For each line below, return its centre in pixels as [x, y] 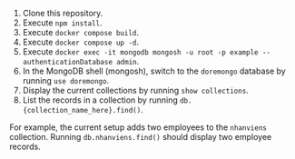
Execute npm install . [62, 23]
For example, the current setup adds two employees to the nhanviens [138, 127]
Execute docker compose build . [80, 32]
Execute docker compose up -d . [80, 42]
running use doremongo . [66, 80]
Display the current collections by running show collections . [136, 90]
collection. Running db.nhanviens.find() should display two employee [141, 137]
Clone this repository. [63, 13]
